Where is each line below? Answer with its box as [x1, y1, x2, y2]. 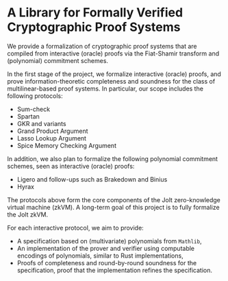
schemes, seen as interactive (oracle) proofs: [7, 162, 135, 170]
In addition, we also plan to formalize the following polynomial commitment [7, 154, 218, 162]
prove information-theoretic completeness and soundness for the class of [7, 77, 216, 85]
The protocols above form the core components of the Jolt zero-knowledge [7, 195, 221, 204]
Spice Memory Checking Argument [16, 141, 116, 149]
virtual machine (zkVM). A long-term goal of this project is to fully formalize [7, 203, 220, 211]
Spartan [16, 112, 40, 121]
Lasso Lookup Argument [16, 134, 87, 142]
